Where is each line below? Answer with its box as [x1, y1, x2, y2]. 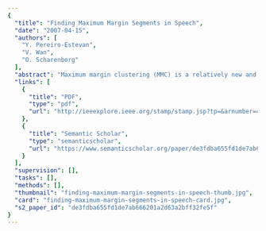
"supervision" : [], [14, 167, 79, 175]
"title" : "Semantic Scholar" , [28, 129, 129, 137]
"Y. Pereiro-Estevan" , [21, 41, 97, 49]
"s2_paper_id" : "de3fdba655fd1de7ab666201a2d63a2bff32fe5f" [14, 203, 218, 211]
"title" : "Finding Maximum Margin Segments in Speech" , [14, 19, 203, 27]
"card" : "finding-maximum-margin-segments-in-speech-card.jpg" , [14, 196, 232, 204]
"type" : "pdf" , [28, 100, 79, 108]
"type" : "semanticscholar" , [28, 137, 122, 145]
